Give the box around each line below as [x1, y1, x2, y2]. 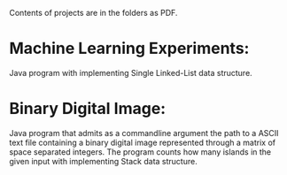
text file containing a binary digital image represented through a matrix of [9, 137, 276, 148]
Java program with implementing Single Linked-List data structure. [9, 67, 252, 78]
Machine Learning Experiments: [9, 39, 250, 58]
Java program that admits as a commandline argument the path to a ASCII [9, 127, 279, 138]
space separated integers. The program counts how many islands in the [9, 146, 272, 157]
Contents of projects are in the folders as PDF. [9, 8, 178, 18]
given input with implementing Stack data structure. [9, 156, 198, 166]
